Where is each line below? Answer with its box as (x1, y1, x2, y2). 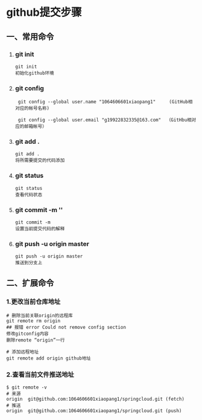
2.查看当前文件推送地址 (6, 370, 74, 378)
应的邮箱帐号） (14, 123, 47, 130)
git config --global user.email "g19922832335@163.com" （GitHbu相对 (17, 117, 197, 123)
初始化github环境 (14, 70, 54, 76)
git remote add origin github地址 (6, 355, 92, 361)
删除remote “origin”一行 (6, 337, 65, 343)
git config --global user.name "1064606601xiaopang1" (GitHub (17, 99, 188, 105)
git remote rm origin (6, 318, 61, 324)
